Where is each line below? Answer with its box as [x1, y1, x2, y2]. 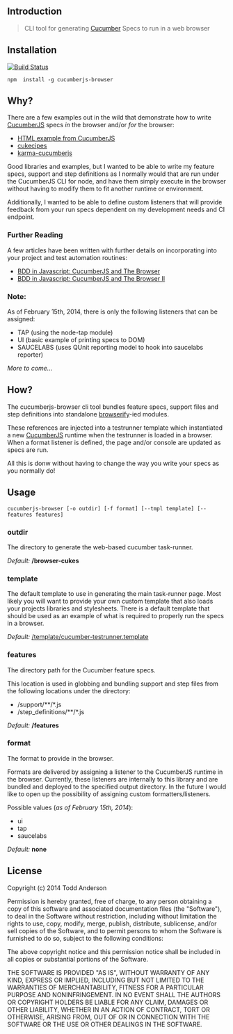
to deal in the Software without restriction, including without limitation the [7, 912, 217, 920]
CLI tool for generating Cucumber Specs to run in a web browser [24, 24, 210, 32]
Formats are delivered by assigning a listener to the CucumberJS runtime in [7, 768, 223, 776]
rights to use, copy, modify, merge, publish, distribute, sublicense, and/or [7, 919, 217, 928]
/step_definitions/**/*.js [17, 707, 85, 716]
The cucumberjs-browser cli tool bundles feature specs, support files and [7, 403, 219, 411]
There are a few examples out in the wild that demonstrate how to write [7, 113, 212, 122]
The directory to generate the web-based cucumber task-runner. [7, 542, 193, 551]
